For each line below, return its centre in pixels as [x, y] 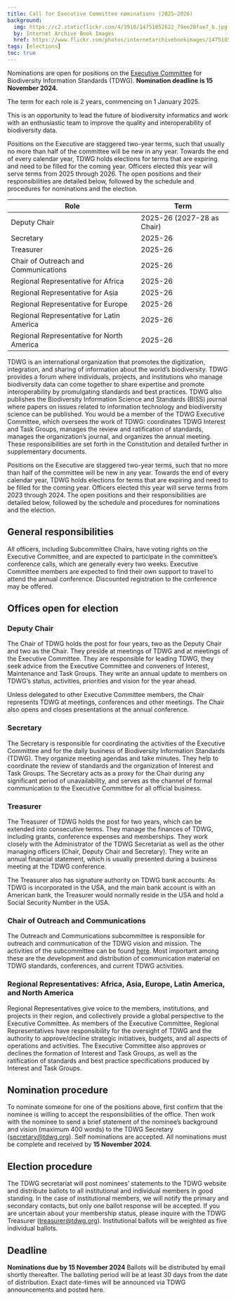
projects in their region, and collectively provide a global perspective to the [116, 1015]
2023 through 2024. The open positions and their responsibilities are [107, 495]
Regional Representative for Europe [69, 304]
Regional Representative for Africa [67, 281]
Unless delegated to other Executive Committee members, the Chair [106, 695]
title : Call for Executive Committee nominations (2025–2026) [100, 14]
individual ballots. [33, 1229]
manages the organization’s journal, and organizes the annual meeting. [110, 436]
